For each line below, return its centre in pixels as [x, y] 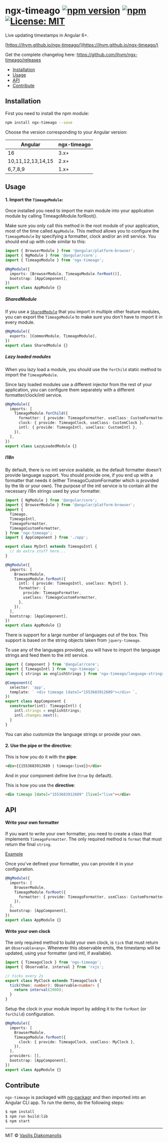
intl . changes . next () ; [36, 715]
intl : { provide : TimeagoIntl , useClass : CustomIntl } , [78, 428]
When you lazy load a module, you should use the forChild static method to [83, 369]
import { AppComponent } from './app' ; [47, 538]
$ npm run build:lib [27, 1116]
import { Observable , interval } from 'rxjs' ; [54, 967]
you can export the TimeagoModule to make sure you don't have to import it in [84, 317]
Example [14, 854]
